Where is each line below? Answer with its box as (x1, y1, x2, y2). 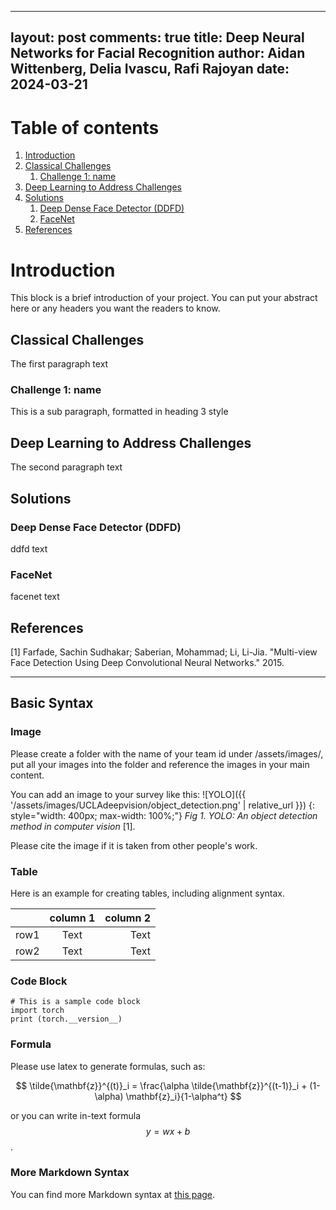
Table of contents (10, 116, 160, 139)
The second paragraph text (10, 461, 123, 473)
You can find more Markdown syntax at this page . (10, 1188, 216, 1200)
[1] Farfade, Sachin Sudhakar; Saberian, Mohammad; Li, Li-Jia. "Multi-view (10, 646, 318, 658)
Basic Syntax (10, 695, 94, 712)
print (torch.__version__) (10, 1014, 123, 1025)
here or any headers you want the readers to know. (10, 302, 221, 315)
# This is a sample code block (10, 997, 141, 1007)
